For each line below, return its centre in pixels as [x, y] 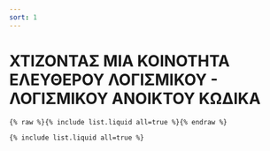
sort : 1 [23, 17]
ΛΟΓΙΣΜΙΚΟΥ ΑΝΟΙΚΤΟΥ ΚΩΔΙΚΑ [135, 98]
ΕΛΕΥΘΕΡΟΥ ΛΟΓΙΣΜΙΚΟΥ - [114, 79]
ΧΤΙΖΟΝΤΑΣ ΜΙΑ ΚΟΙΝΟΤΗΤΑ [120, 60]
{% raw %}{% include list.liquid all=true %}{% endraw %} [118, 122]
